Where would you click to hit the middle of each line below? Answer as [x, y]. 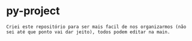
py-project [33, 11]
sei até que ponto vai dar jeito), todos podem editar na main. [88, 32]
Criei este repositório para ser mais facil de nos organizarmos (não [96, 27]
